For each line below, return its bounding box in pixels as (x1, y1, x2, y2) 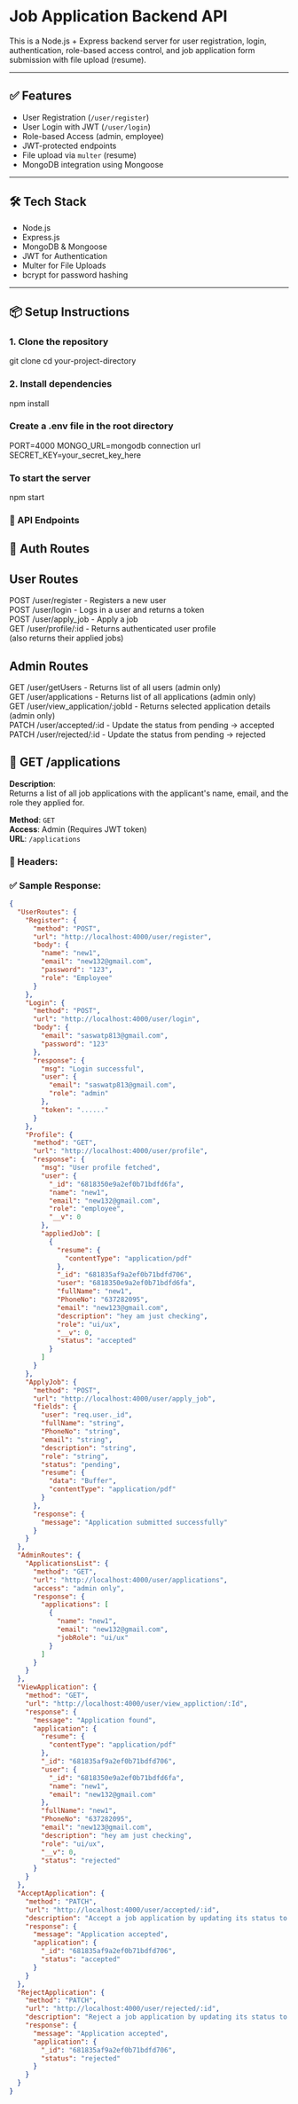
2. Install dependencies (9, 378, 113, 390)
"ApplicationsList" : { (25, 1559, 109, 1568)
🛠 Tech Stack (9, 194, 87, 209)
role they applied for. (9, 797, 85, 808)
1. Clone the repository (9, 335, 109, 348)
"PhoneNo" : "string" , (41, 1427, 122, 1436)
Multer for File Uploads (21, 260, 106, 271)
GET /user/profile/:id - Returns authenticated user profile (9, 624, 216, 634)
